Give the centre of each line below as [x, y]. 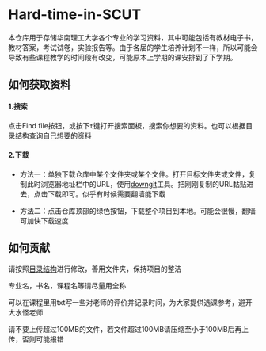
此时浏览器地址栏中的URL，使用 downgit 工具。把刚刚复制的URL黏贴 [137, 184]
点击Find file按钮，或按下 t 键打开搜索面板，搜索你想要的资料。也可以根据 [127, 125]
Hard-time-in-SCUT [75, 15]
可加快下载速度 [44, 220]
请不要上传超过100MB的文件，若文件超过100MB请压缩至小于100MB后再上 [129, 329]
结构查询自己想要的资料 [53, 135]
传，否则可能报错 [36, 339]
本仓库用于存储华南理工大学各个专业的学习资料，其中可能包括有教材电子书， [133, 37]
